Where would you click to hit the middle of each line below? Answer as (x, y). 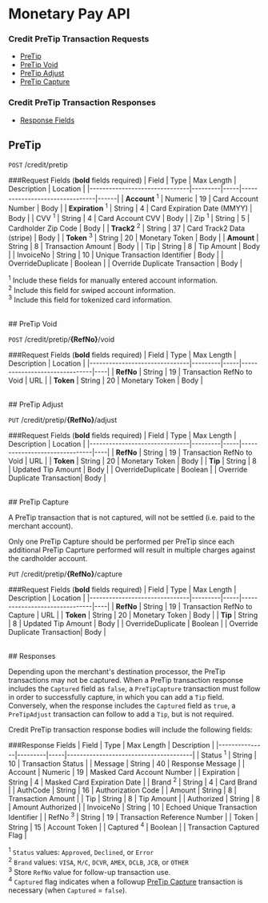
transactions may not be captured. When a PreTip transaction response (126, 680)
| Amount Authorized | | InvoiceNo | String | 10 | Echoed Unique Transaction (133, 807)
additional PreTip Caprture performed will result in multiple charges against (132, 550)
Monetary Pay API (69, 14)
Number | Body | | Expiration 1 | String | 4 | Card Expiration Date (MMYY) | (130, 207)
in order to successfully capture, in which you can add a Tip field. (116, 696)
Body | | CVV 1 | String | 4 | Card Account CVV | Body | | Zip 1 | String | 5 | (129, 217)
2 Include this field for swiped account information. (92, 289)
